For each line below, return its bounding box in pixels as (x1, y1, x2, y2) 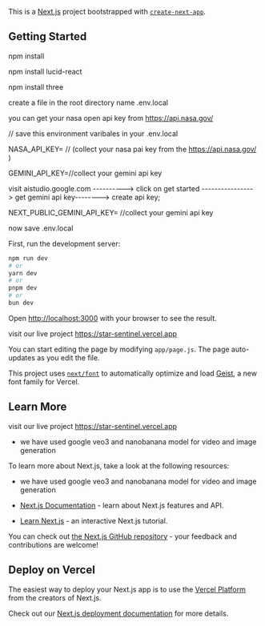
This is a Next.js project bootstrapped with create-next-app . (8, 7, 207, 16)
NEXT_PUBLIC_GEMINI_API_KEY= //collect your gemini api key (8, 207, 214, 217)
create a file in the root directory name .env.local (8, 98, 169, 107)
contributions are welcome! (8, 540, 98, 549)
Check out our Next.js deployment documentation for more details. (8, 608, 229, 618)
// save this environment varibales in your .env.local (8, 128, 179, 138)
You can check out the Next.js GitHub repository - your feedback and (8, 532, 238, 541)
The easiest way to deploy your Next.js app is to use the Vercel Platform (8, 584, 247, 594)
